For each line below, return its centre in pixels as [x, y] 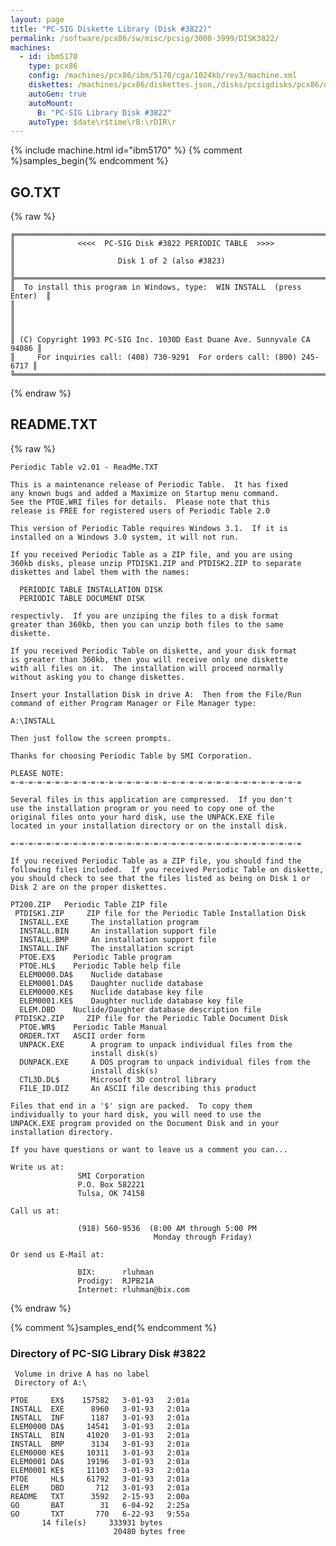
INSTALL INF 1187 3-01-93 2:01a [100, 1418]
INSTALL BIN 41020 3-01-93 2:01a [100, 1436]
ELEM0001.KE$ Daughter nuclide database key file [131, 1001]
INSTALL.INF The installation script [107, 948]
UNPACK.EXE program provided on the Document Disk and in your [145, 1123]
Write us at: [37, 1167]
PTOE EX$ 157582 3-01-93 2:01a [100, 1401]
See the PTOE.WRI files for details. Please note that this [140, 502]
